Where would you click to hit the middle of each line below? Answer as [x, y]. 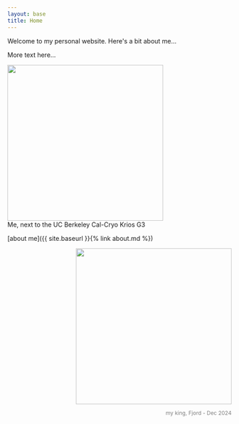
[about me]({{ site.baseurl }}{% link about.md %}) [80, 238]
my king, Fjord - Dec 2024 [198, 413]
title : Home [25, 21]
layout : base [27, 14]
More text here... [32, 55]
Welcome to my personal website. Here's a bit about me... [92, 41]
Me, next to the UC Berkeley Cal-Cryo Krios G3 [76, 224]
